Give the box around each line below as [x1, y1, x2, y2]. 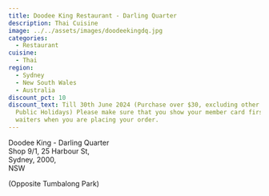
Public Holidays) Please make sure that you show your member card [15, 109, 246, 117]
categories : [8, 34, 48, 42]
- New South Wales [15, 78, 78, 86]
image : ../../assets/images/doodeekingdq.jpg [8, 26, 163, 34]
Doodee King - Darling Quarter [8, 138, 110, 147]
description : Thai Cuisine [8, 19, 98, 27]
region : [8, 64, 34, 72]
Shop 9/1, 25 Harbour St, [8, 146, 90, 156]
